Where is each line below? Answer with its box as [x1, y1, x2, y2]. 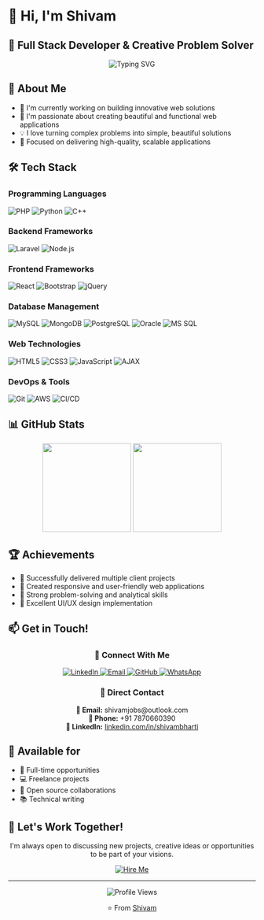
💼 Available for [8, 744, 81, 758]
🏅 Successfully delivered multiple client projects [19, 573, 175, 582]
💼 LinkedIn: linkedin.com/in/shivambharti [65, 722, 199, 731]
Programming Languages [8, 188, 108, 199]
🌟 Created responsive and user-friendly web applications [19, 581, 205, 591]
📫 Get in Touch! [8, 622, 89, 635]
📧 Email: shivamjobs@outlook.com [75, 705, 189, 714]
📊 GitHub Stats [8, 417, 85, 432]
